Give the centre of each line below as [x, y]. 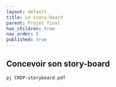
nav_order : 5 [23, 34]
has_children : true [31, 28]
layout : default [26, 12]
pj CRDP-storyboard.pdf [36, 78]
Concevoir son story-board [58, 64]
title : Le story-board [35, 17]
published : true [26, 40]
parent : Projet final [33, 23]
